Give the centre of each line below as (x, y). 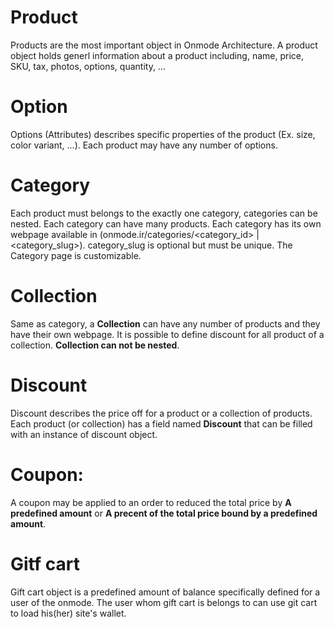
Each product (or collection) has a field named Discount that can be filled (161, 423)
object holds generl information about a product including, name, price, (157, 55)
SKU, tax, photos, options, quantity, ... (88, 66)
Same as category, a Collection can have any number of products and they (165, 323)
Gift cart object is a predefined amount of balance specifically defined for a (165, 592)
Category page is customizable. (76, 255)
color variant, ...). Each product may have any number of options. (144, 145)
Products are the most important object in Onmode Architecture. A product (164, 45)
